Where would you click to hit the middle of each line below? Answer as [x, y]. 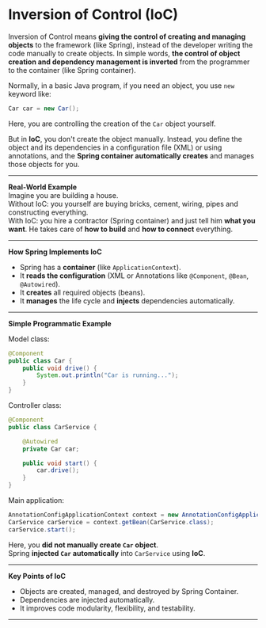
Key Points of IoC [37, 576]
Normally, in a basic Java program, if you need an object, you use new [122, 86]
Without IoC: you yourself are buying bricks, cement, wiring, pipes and [123, 204]
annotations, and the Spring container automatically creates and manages [131, 155]
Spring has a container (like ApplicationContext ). [100, 267]
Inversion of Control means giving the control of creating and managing [127, 36]
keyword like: [30, 93]
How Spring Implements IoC [55, 252]
